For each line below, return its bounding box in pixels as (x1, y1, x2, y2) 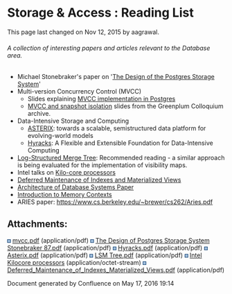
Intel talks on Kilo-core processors (17, 168, 116, 177)
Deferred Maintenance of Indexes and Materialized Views (17, 175, 181, 184)
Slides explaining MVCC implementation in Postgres (27, 95, 176, 103)
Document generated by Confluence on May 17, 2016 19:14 (7, 279, 175, 287)
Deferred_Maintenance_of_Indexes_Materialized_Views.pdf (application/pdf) (7, 266, 225, 274)
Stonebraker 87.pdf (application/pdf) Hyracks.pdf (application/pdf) (7, 243, 203, 252)
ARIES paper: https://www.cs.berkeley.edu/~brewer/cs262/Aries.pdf (17, 198, 213, 206)
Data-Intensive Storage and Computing (17, 116, 130, 126)
